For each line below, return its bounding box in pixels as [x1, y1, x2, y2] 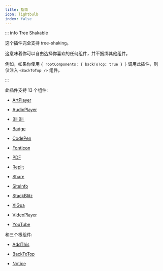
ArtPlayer [12, 97, 32, 103]
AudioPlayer [12, 107, 37, 113]
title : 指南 [5, 7, 28, 12]
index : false [5, 16, 32, 21]
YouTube [12, 222, 31, 228]
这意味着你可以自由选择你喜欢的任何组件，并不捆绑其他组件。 [5, 50, 130, 57]
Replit [12, 164, 24, 170]
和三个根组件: [5, 232, 33, 237]
